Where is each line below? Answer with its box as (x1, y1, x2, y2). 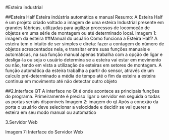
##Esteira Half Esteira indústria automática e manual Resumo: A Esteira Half (5, 14, 163, 20)
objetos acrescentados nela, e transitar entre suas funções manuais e (5, 46, 150, 52)
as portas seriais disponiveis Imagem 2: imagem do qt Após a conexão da (5, 99, 159, 105)
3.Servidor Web (5, 119, 38, 125)
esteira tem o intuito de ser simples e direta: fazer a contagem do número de (5, 41, 164, 47)
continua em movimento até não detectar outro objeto (5, 78, 118, 84)
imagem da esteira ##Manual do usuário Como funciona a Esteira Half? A (5, 35, 158, 41)
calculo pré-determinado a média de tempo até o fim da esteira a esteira (5, 73, 156, 79)
